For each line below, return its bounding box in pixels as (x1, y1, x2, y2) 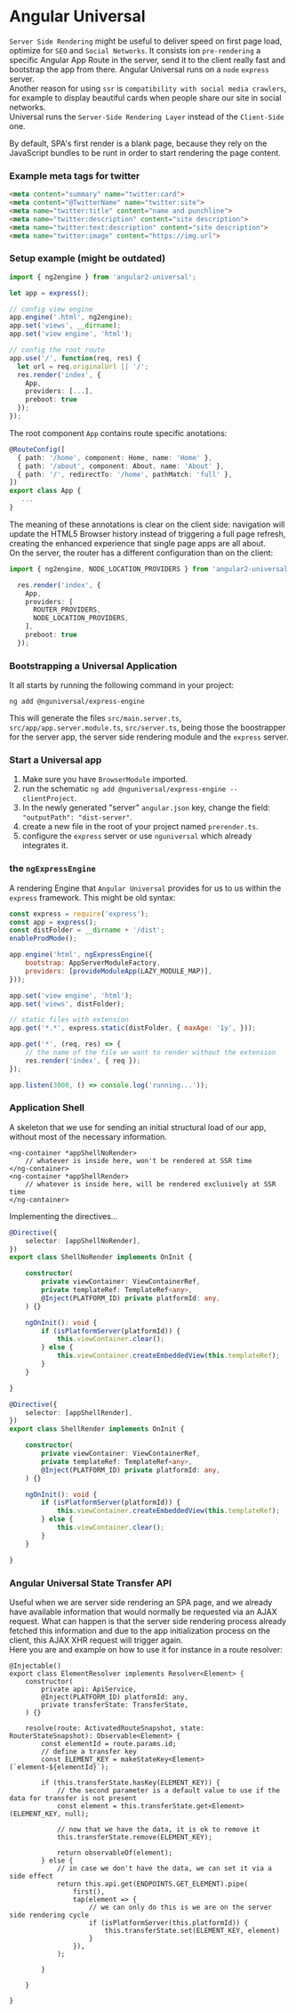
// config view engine (9, 304, 93, 313)
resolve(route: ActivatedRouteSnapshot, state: (25, 1724, 204, 1733)
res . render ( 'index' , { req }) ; (25, 1056, 141, 1065)
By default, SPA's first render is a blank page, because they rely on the (9, 138, 268, 149)
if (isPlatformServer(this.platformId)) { (88, 1918, 249, 1928)
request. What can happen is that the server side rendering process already (9, 1615, 287, 1626)
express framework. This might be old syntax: (9, 892, 176, 902)
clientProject (21, 795, 75, 804)
